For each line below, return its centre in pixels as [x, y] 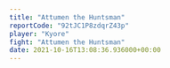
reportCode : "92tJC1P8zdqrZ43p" [69, 26]
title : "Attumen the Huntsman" [67, 17]
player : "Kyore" [39, 34]
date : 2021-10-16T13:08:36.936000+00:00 [85, 50]
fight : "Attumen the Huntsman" [67, 42]
